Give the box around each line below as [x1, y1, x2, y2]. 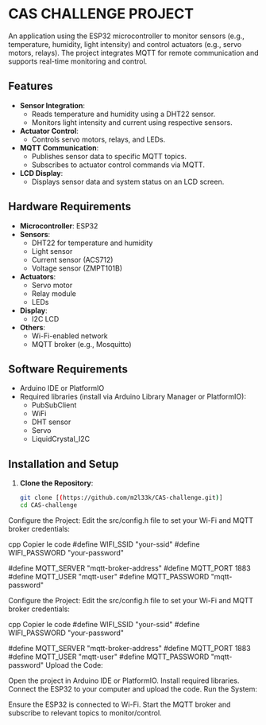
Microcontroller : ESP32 [19, 220, 98, 231]
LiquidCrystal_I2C [31, 435, 90, 444]
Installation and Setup [8, 457, 119, 470]
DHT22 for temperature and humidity [31, 238, 153, 248]
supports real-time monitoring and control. [8, 57, 148, 66]
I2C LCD [31, 314, 60, 323]
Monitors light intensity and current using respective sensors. [31, 117, 233, 127]
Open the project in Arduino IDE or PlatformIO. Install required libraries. [8, 676, 240, 685]
